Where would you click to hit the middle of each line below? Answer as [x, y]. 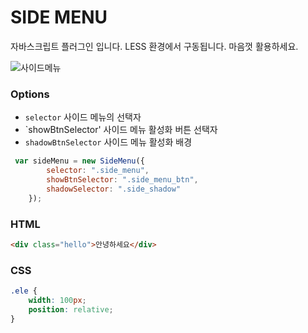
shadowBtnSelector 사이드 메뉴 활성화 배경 [108, 142]
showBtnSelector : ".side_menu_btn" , [122, 179]
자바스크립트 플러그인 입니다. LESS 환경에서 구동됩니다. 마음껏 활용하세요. [154, 46]
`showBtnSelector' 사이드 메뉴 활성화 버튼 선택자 [121, 130]
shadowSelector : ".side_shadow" [114, 189]
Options [30, 94]
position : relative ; [71, 309]
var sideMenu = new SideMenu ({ [79, 161]
